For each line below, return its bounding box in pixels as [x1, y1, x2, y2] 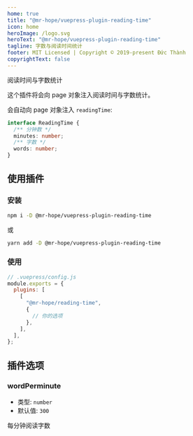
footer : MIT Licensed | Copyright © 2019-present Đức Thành [7, 50, 187, 57]
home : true [7, 10, 39, 17]
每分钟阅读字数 [7, 421, 50, 430]
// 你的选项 [32, 312, 63, 319]
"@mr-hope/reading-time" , [25, 300, 101, 307]
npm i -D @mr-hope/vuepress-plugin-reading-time [7, 212, 152, 219]
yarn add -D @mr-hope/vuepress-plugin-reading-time [7, 239, 161, 247]
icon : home [7, 23, 39, 30]
